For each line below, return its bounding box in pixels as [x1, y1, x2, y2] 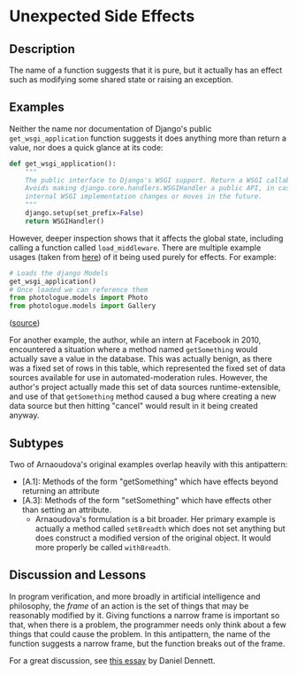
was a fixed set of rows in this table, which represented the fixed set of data [9, 363, 286, 373]
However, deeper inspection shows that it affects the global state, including [9, 233, 284, 243]
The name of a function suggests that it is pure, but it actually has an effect [9, 65, 283, 75]
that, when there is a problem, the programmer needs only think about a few [9, 619, 287, 630]
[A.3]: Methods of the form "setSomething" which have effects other [21, 495, 272, 505]
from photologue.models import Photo [9, 294, 148, 303]
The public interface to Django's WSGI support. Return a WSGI [25, 175, 263, 185]
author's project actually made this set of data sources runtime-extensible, [9, 382, 281, 393]
